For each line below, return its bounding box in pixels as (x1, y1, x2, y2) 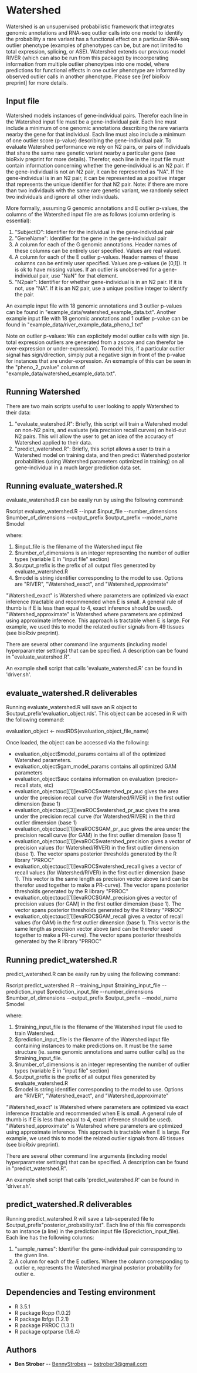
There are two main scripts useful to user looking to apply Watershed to (6, 402, 179, 409)
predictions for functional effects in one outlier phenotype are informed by (6, 66, 186, 74)
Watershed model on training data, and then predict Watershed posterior (14, 451, 191, 459)
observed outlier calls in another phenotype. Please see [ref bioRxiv (6, 73, 170, 80)
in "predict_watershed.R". (6, 1165, 67, 1172)
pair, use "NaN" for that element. (39, 272, 118, 279)
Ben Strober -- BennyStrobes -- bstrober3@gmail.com (14, 1361, 148, 1368)
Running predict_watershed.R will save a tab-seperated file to (6, 1215, 155, 1222)
